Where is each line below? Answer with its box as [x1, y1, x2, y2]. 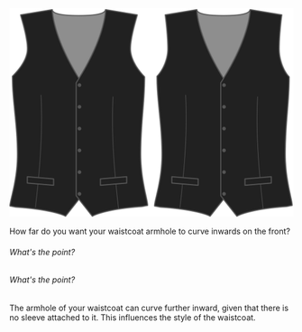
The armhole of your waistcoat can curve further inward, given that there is [9, 302, 289, 313]
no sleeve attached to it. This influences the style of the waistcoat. [9, 311, 256, 323]
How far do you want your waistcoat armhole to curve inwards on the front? [9, 226, 291, 237]
